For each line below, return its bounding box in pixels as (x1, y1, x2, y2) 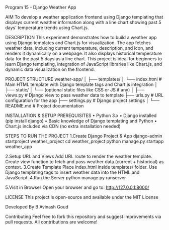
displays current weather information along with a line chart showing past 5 (5, 20, 161, 25)
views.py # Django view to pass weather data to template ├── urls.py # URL (5, 92, 164, 98)
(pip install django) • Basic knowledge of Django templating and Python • (5, 118, 157, 124)
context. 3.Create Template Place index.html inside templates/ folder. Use (5, 164, 157, 170)
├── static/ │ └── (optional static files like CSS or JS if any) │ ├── (5, 87, 145, 92)
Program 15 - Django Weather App (5, 5, 76, 10)
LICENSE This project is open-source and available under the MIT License (5, 194, 158, 200)
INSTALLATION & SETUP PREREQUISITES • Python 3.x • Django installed (5, 112, 157, 119)
